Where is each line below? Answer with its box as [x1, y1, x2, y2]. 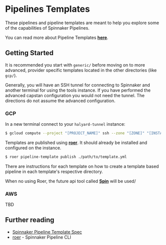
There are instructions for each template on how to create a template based [5, 163, 159, 169]
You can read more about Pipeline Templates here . [5, 35, 109, 40]
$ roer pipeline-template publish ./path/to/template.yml [5, 154, 127, 159]
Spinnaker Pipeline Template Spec [12, 229, 83, 235]
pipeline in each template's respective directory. [5, 169, 103, 175]
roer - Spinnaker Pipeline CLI [12, 234, 72, 240]
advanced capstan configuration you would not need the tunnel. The [5, 92, 145, 98]
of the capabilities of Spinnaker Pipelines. [5, 25, 90, 31]
